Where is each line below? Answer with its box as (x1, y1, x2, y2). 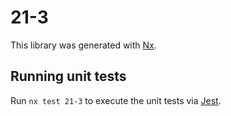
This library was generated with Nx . (10, 39, 157, 51)
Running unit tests (10, 68, 127, 85)
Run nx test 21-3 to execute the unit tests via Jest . (10, 94, 222, 106)
